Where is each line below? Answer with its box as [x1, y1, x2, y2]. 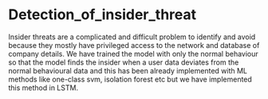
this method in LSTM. [8, 82, 78, 93]
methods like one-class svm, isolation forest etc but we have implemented [8, 74, 253, 84]
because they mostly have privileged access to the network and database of [8, 40, 260, 49]
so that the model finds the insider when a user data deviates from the [8, 57, 239, 67]
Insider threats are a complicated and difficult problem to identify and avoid [8, 32, 256, 42]
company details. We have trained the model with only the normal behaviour [8, 49, 259, 58]
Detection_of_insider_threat [8, 6, 197, 24]
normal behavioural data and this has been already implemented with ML [8, 65, 248, 75]
